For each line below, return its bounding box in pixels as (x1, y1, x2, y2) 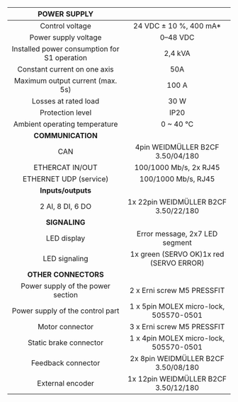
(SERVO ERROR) (149, 258, 205, 268)
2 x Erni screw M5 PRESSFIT (129, 286, 225, 295)
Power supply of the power (21, 281, 111, 291)
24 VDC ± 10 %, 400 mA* (133, 21, 222, 30)
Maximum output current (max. (13, 76, 118, 86)
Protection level (40, 108, 92, 117)
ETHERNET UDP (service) (22, 174, 109, 183)
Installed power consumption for (11, 44, 120, 54)
